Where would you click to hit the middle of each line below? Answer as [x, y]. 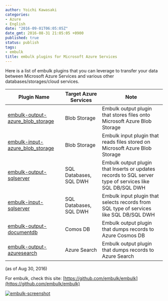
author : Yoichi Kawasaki [31, 10]
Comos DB [77, 229]
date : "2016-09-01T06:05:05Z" [37, 29]
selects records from [126, 203]
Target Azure [81, 94]
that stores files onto [126, 115]
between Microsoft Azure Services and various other [59, 76]
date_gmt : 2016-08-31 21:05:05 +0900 [44, 33]
